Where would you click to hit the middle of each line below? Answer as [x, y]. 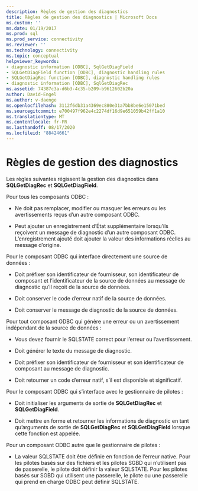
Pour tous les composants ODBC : [48, 197]
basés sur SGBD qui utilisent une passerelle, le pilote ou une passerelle [101, 475]
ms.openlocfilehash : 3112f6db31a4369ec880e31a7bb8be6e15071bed [86, 105]
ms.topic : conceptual [33, 56]
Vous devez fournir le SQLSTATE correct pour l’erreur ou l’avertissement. [103, 339]
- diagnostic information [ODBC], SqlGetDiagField [70, 67]
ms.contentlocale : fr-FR [37, 122]
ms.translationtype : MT [35, 116]
